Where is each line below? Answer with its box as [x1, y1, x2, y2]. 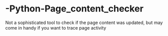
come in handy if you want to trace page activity [5, 24, 107, 30]
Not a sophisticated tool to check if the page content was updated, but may [5, 19, 163, 25]
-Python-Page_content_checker [5, 3, 144, 14]
